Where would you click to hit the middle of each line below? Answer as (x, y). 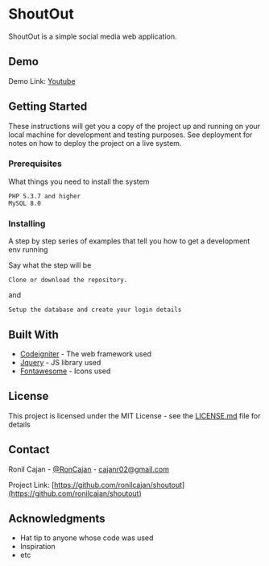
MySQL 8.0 (25, 203)
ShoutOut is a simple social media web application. (93, 36)
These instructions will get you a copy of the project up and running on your (134, 126)
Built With (33, 334)
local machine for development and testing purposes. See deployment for (130, 135)
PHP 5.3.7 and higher (45, 196)
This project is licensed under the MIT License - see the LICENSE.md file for (134, 415)
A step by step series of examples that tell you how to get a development (129, 241)
